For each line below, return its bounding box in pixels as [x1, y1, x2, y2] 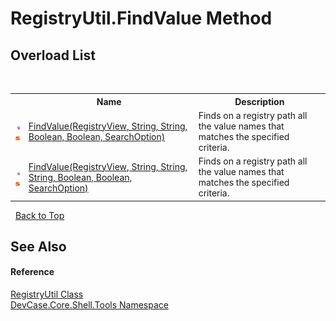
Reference [10, 266, 55, 278]
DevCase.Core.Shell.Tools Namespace [10, 299, 169, 311]
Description [234, 95, 285, 107]
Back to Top [14, 209, 65, 221]
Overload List [10, 47, 96, 64]
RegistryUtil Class [10, 288, 84, 301]
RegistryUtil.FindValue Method [10, 7, 273, 30]
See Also [10, 238, 67, 255]
